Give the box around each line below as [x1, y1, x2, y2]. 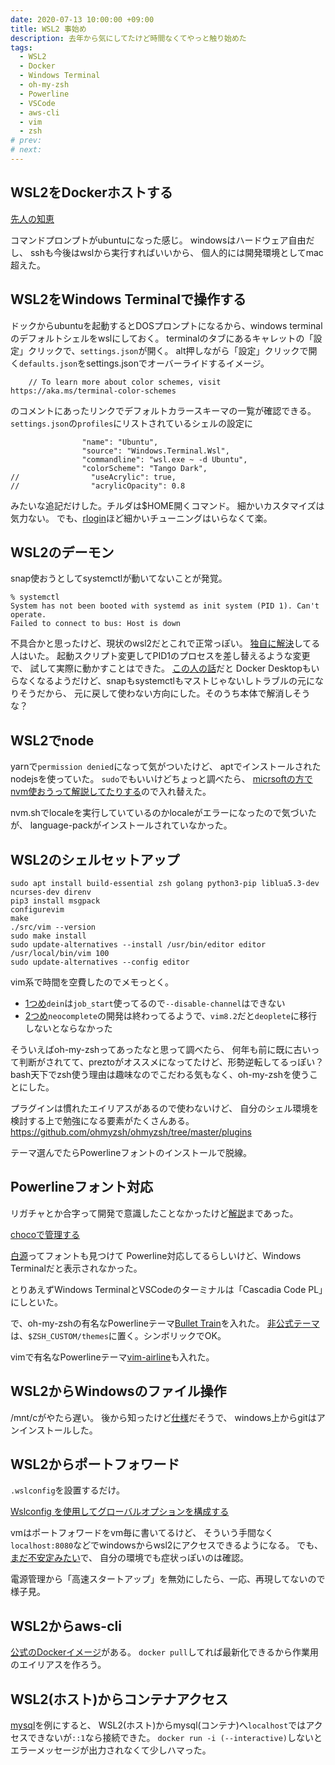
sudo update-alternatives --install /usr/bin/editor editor [10, 939, 267, 950]
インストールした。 [18, 1424, 98, 1436]
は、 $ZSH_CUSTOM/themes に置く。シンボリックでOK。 [10, 1329, 227, 1341]
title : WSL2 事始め [10, 24, 87, 34]
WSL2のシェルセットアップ [10, 851, 180, 868]
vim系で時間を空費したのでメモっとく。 [10, 976, 175, 988]
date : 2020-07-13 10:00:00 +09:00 [10, 14, 155, 25]
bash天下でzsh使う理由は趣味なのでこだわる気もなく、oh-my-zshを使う [10, 1068, 310, 1080]
